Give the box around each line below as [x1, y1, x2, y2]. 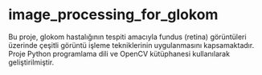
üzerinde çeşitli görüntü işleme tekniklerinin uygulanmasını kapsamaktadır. [8, 40, 255, 49]
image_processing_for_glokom [8, 6, 219, 24]
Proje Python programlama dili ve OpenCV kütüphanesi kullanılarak [8, 49, 231, 58]
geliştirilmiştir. [8, 57, 55, 67]
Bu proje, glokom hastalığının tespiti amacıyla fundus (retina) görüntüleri [8, 32, 247, 41]
